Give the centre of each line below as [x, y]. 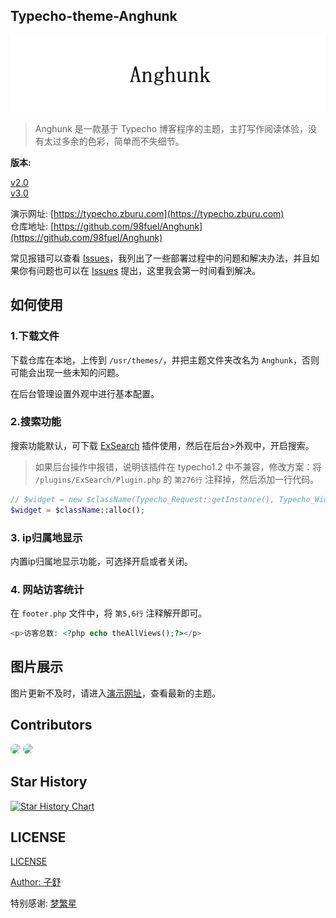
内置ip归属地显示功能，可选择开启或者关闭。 [101, 561]
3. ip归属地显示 [46, 537]
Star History [49, 782]
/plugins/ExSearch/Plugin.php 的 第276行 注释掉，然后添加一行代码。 [177, 479]
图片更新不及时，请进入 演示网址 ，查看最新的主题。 [115, 693]
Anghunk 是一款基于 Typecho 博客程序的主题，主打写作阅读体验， [171, 128]
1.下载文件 [35, 336]
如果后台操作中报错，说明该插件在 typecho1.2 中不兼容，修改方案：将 [178, 466]
